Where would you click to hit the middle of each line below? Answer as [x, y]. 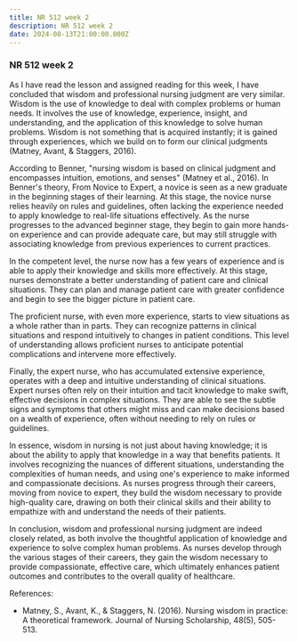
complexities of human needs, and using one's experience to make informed [149, 474]
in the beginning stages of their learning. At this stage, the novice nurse [140, 196]
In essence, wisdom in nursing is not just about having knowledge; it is [139, 445]
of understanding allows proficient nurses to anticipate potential [126, 345]
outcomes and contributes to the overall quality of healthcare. [122, 576]
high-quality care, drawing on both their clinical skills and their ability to [140, 502]
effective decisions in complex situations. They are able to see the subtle [143, 399]
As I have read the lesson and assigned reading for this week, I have [134, 85]
